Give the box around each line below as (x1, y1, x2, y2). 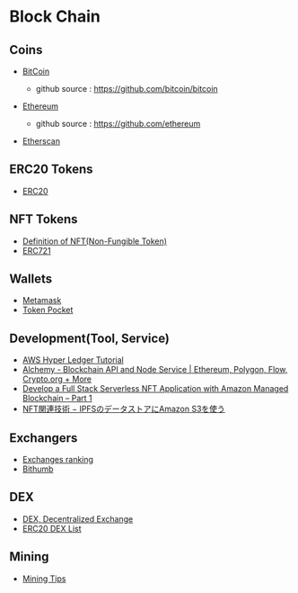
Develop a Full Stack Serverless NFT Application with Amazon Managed (22, 383, 289, 394)
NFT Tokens (9, 211, 78, 227)
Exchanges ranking (22, 454, 94, 465)
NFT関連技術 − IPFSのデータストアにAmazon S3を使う (22, 403, 226, 415)
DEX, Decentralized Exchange (22, 513, 134, 524)
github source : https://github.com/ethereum (35, 119, 201, 129)
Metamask (22, 295, 62, 306)
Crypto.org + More (22, 373, 92, 384)
